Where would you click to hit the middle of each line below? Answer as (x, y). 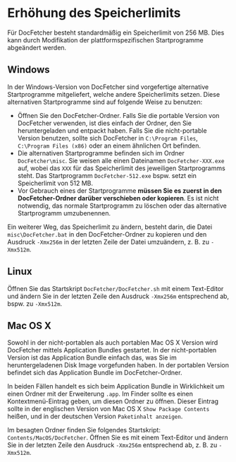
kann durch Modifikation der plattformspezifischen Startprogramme (105, 40)
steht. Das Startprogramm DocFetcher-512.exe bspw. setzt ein (107, 175)
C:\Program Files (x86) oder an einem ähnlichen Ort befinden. (109, 146)
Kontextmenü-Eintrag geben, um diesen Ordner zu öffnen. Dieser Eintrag (113, 401)
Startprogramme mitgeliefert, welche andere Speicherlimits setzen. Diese (114, 94)
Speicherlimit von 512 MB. (55, 183)
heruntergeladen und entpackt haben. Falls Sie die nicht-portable (112, 130)
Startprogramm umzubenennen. (64, 213)
